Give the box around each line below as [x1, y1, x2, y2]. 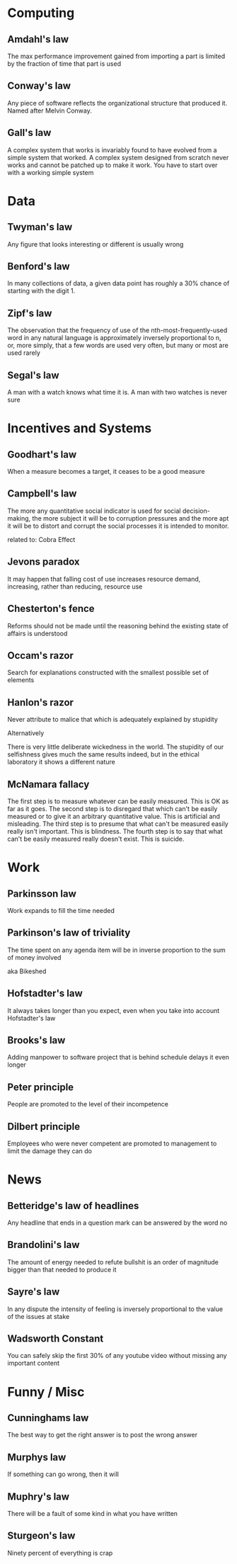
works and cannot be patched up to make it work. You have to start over [7, 161, 218, 169]
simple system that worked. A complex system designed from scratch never [7, 153, 229, 161]
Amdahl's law [7, 33, 69, 45]
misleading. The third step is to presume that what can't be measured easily [7, 820, 229, 828]
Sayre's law [7, 1286, 60, 1298]
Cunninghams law [7, 1412, 89, 1424]
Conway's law [7, 80, 71, 92]
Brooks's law [7, 1034, 66, 1046]
